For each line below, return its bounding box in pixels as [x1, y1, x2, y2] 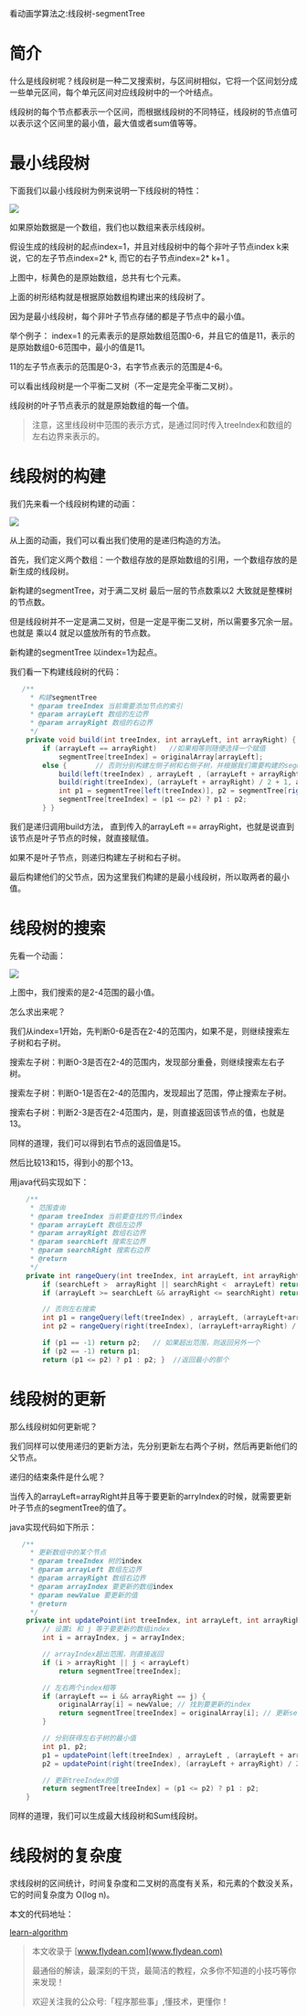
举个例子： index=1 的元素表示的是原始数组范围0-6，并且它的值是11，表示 [9, 330, 288, 341]
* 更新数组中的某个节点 [29, 1548, 107, 1557]
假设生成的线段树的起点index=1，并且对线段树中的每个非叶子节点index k [9, 240, 281, 251]
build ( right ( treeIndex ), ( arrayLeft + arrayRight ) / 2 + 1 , [58, 778, 292, 787]
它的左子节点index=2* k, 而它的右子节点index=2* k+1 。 [25, 252, 235, 263]
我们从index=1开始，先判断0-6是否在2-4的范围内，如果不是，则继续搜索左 [9, 1025, 291, 1036]
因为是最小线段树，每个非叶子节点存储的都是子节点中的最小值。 [9, 310, 249, 322]
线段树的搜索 [9, 918, 107, 939]
